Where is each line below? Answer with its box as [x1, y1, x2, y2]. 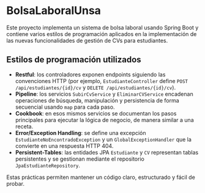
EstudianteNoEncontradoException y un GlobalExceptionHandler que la [15, 136, 192, 143]
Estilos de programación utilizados [6, 54, 142, 65]
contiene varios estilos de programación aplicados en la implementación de [6, 30, 197, 37]
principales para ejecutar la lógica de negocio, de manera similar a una [15, 116, 194, 123]
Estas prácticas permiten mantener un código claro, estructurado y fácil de [6, 173, 196, 181]
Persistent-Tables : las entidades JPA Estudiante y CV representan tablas [15, 148, 199, 156]
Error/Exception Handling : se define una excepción [15, 129, 146, 136]
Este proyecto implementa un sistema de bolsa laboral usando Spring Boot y [6, 24, 199, 31]
